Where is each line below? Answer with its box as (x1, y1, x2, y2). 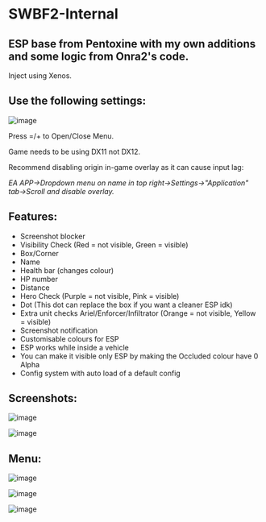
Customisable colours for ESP (19, 333, 119, 343)
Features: (8, 210, 58, 224)
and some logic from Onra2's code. (8, 49, 189, 63)
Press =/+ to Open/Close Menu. (8, 130, 114, 141)
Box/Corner (19, 248, 59, 258)
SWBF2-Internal (8, 5, 118, 23)
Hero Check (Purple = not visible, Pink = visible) (19, 291, 180, 300)
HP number (19, 274, 58, 284)
